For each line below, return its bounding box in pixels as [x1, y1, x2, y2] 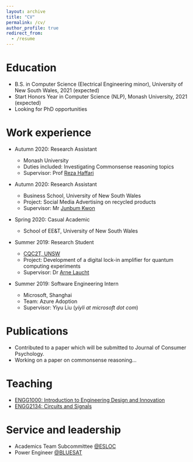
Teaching [6, 377, 53, 390]
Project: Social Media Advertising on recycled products [23, 198, 156, 205]
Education [6, 61, 57, 75]
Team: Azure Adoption [23, 298, 78, 305]
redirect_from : [6, 31, 43, 36]
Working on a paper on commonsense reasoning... [14, 356, 137, 363]
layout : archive [6, 8, 46, 15]
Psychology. [14, 350, 45, 357]
